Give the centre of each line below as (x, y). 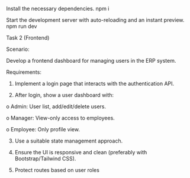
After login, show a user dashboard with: (64, 95)
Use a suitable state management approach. (69, 141)
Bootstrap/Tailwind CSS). (45, 158)
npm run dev (22, 26)
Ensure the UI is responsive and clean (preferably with (81, 152)
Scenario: (18, 49)
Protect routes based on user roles (57, 170)
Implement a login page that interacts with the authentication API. (94, 83)
